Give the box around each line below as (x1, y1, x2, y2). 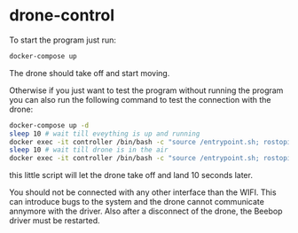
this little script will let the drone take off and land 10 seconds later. (9, 170, 253, 181)
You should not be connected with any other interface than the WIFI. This (9, 187, 277, 198)
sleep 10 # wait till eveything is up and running (9, 129, 200, 138)
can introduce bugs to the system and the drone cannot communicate (9, 197, 264, 207)
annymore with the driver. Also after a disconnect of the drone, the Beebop (9, 206, 283, 217)
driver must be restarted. (9, 215, 100, 226)
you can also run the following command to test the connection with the (9, 94, 271, 105)
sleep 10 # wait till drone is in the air (9, 145, 169, 155)
